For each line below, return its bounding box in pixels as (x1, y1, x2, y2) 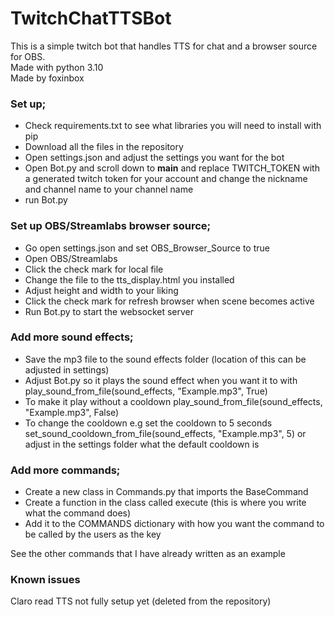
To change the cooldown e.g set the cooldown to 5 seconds (24, 417, 273, 429)
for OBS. (10, 50, 46, 62)
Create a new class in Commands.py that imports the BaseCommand (24, 486, 309, 498)
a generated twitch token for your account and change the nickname (24, 173, 308, 185)
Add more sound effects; (10, 330, 134, 344)
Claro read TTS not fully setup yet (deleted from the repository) (10, 595, 272, 607)
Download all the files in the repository (24, 141, 184, 153)
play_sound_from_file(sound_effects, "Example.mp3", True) (24, 385, 268, 397)
